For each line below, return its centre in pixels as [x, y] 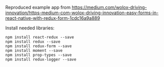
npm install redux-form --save [39, 46]
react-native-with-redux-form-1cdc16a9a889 [53, 18]
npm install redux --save [33, 42]
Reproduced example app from [38, 7]
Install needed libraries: [30, 28]
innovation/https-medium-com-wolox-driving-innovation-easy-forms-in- [82, 13]
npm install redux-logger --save [41, 59]
